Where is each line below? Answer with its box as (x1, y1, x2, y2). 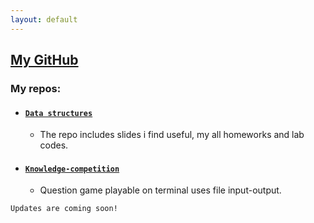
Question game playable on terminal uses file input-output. (39, 184, 282, 196)
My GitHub (10, 52, 79, 69)
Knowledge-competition (24, 164, 120, 174)
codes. (39, 139, 69, 151)
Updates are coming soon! (10, 204, 118, 214)
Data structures (24, 108, 93, 118)
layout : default (10, 14, 78, 25)
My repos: (10, 81, 62, 95)
